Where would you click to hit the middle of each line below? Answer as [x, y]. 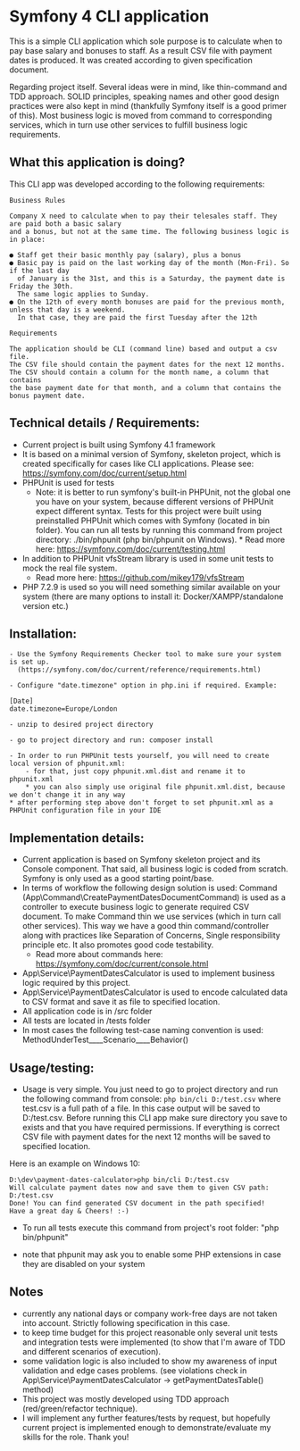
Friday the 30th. [42, 286]
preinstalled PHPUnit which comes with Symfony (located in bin [153, 521]
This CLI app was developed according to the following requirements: [137, 184]
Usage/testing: [52, 1067]
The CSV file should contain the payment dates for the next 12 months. [147, 364]
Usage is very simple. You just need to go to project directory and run [150, 1089]
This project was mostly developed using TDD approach [125, 1398]
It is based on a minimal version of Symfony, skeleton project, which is [151, 454]
